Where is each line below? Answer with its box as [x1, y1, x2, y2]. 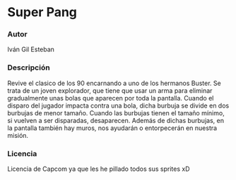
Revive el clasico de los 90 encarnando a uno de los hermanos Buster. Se [7, 79, 221, 87]
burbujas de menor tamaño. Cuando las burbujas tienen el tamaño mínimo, [7, 108, 225, 117]
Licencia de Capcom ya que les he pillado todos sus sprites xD [7, 165, 190, 173]
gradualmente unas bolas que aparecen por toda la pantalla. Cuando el [7, 94, 214, 102]
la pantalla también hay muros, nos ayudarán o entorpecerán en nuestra [7, 124, 218, 132]
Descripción [7, 63, 51, 72]
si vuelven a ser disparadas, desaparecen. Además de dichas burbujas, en [7, 116, 225, 124]
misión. [7, 131, 29, 139]
